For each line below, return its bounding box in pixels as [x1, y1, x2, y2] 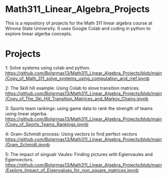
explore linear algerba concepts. [5, 30, 72, 36]
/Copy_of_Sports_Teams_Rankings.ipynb [5, 121, 89, 127]
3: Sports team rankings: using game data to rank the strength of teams [5, 105, 153, 111]
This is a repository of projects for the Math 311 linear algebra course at [5, 20, 153, 26]
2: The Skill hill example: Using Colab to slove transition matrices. [5, 85, 140, 91]
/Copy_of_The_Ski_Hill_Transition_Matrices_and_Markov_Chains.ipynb [5, 95, 149, 101]
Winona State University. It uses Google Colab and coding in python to [5, 25, 151, 31]
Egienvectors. [5, 156, 34, 162]
